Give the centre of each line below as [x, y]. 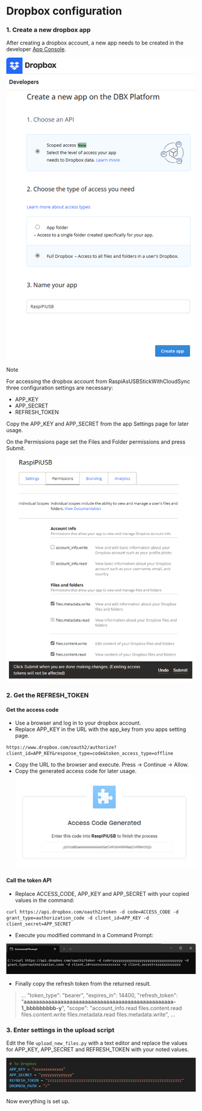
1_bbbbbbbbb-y [41, 1008]
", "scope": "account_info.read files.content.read [122, 1008]
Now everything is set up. [38, 1101]
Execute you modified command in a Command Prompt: [84, 935]
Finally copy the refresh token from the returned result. [83, 984]
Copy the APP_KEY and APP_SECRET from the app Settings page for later [98, 424]
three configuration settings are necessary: [60, 388]
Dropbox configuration [64, 11]
